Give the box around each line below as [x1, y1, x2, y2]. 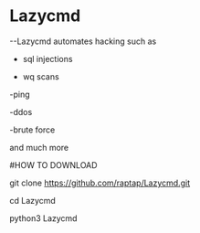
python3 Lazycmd [9, 212, 78, 224]
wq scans [22, 70, 59, 82]
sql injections [22, 53, 73, 64]
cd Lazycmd [9, 195, 57, 206]
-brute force [9, 124, 56, 135]
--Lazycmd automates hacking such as [9, 36, 157, 47]
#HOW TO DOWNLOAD [9, 159, 98, 170]
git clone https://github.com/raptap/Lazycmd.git [9, 177, 190, 188]
